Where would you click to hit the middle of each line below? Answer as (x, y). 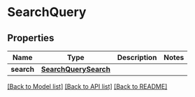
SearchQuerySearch (75, 69)
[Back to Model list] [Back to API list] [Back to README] (87, 87)
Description (137, 58)
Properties (31, 38)
